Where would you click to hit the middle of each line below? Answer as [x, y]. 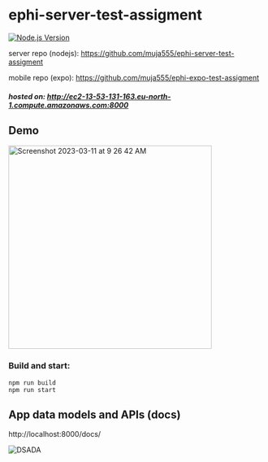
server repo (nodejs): [44, 53]
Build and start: [39, 366]
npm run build [32, 383]
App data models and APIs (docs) [95, 415]
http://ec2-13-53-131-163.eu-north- [109, 96]
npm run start [32, 390]
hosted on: [27, 96]
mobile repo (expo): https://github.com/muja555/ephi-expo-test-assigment [134, 77]
